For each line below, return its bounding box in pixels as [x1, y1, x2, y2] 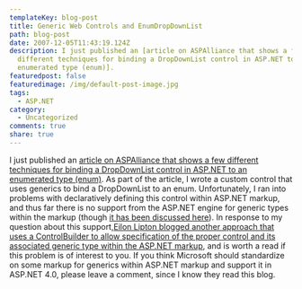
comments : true [9, 122, 67, 131]
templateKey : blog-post [9, 13, 99, 22]
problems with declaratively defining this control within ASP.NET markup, [9, 192, 280, 203]
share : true [9, 130, 54, 139]
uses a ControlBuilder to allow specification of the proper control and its [9, 231, 276, 241]
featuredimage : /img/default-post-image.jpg [9, 80, 179, 89]
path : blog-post [9, 30, 70, 39]
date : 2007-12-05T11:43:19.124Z [9, 38, 130, 48]
